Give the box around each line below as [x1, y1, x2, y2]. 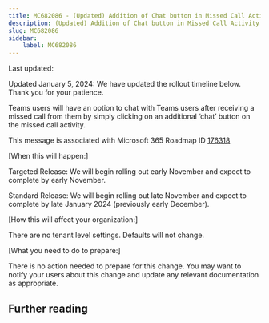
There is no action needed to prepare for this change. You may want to [8, 261, 242, 271]
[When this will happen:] [8, 151, 89, 161]
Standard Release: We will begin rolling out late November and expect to [8, 191, 247, 200]
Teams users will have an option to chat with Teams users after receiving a [8, 103, 255, 113]
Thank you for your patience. [8, 87, 104, 97]
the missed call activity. [8, 120, 86, 130]
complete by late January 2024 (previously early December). [8, 200, 210, 209]
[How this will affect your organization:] [8, 215, 139, 224]
